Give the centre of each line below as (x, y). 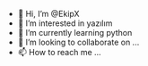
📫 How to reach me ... (59, 52)
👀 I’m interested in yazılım (65, 23)
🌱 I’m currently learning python (75, 33)
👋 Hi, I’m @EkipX (48, 14)
